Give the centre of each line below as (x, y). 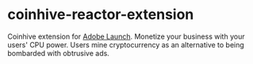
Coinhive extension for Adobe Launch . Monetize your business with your (126, 36)
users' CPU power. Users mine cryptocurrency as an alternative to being (126, 44)
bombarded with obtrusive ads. (59, 53)
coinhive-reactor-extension (101, 15)
